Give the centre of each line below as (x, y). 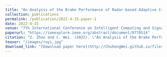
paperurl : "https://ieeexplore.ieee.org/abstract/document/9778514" (78, 33)
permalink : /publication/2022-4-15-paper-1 (51, 19)
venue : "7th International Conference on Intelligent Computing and (78, 28)
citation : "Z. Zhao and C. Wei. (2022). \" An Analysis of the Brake (78, 38)
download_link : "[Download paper (40, 47)
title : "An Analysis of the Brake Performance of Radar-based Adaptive (81, 10)
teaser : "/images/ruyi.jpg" (34, 42)
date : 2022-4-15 (22, 24)
